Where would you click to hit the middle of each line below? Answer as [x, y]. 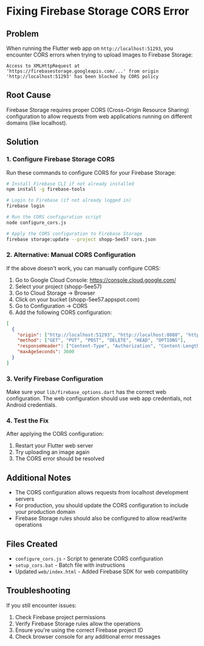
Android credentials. [32, 405]
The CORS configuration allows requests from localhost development [102, 493]
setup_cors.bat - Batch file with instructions [70, 565]
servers [25, 499]
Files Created [32, 544]
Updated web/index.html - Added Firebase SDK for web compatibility [101, 572]
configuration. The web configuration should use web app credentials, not [99, 398]
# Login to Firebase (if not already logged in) [69, 200]
